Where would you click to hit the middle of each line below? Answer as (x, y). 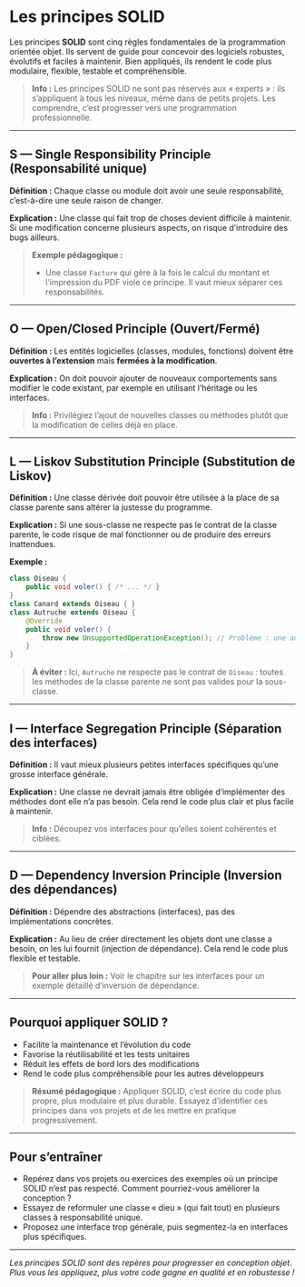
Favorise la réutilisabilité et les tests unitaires (106, 1054)
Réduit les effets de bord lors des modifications (111, 1063)
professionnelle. (62, 117)
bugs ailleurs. (34, 237)
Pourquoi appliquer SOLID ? (89, 1023)
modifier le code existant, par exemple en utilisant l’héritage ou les (133, 387)
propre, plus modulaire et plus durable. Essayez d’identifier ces (149, 1101)
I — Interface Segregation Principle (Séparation (146, 728)
